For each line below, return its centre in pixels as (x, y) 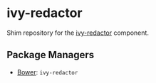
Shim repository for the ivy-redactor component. (78, 33)
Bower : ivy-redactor (47, 72)
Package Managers (51, 55)
